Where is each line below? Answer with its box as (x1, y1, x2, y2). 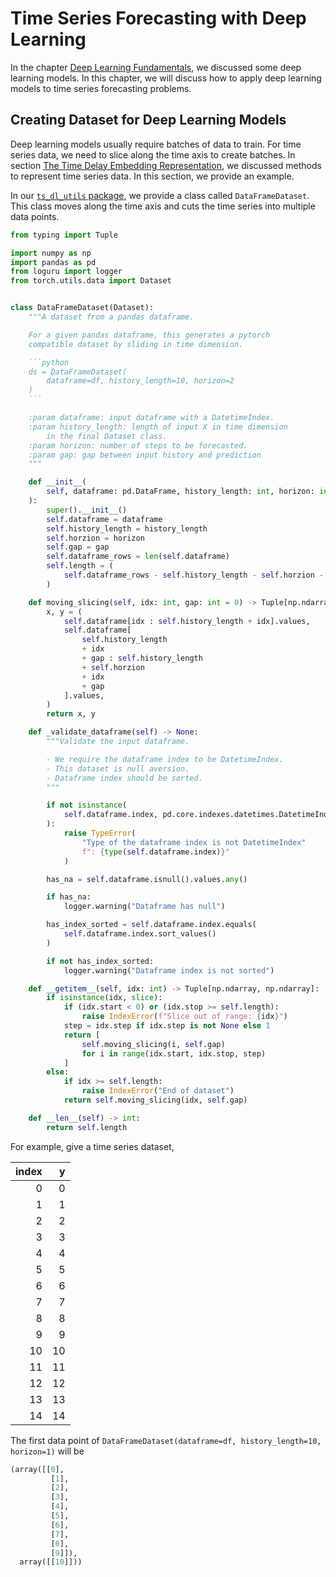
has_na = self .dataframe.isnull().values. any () (46, 874, 248, 884)
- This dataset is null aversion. (46, 763, 190, 774)
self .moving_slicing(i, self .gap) (81, 1039, 226, 1049)
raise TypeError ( (63, 828, 137, 838)
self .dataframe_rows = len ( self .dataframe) (46, 552, 230, 562)
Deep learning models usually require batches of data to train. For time (10, 138, 302, 150)
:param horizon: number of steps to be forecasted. (28, 440, 248, 451)
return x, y (46, 709, 97, 719)
